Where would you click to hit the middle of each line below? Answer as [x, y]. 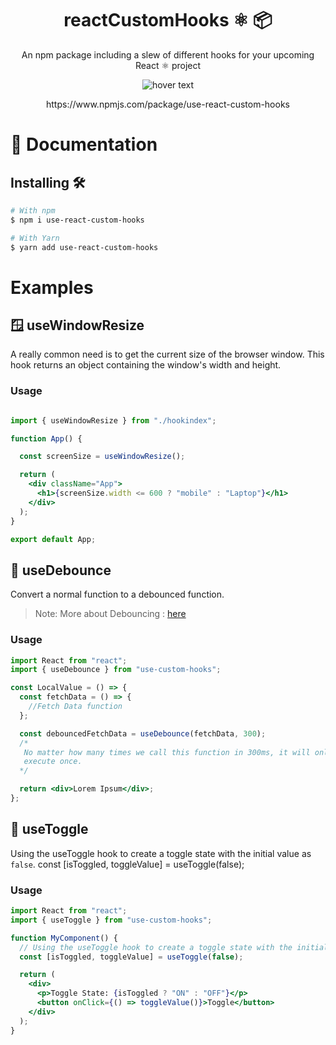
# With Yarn [35, 238]
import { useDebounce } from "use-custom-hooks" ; [116, 670]
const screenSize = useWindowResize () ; [102, 457]
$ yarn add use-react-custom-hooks [84, 247]
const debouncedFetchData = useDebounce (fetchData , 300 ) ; [143, 733]
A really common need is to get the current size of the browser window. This [167, 354]
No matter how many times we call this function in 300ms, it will [167, 752]
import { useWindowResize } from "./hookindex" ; [113, 420]
